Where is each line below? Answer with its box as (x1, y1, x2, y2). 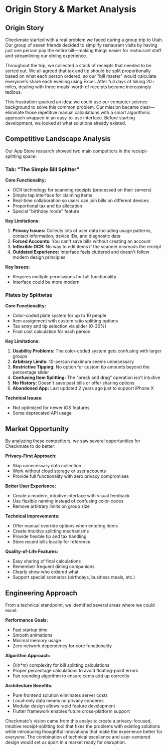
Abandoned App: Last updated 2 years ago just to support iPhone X (12, 385, 154, 392)
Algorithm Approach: (5, 653, 51, 659)
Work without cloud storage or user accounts (12, 468, 106, 474)
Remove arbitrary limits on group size (12, 503, 90, 509)
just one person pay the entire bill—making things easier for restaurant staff (5, 48, 161, 53)
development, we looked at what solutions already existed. (5, 120, 126, 126)
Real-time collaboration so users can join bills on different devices (12, 198, 149, 204)
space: (23, 153, 37, 159)
